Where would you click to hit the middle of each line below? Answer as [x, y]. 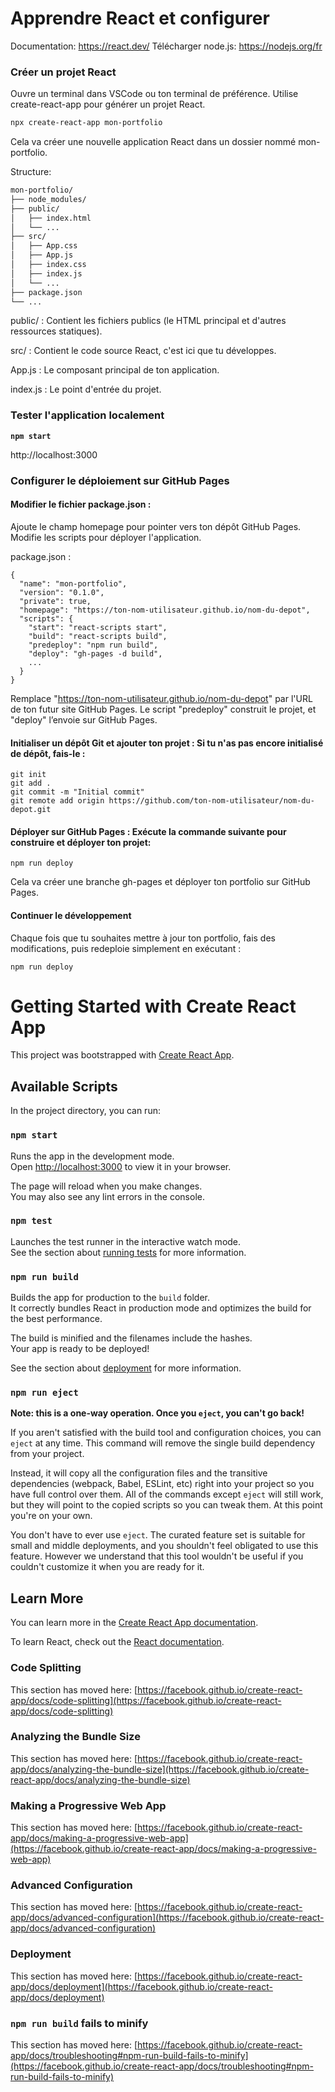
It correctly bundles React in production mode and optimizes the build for [161, 1308]
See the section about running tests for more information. [128, 1252]
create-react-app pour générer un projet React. [108, 104]
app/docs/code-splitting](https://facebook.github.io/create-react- [146, 1700]
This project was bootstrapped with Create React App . [122, 1055]
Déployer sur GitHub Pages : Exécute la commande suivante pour [148, 831]
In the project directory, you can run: [85, 1111]
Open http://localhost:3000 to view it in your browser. [121, 1166]
